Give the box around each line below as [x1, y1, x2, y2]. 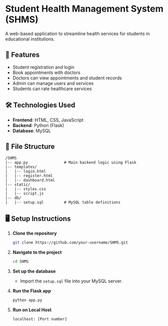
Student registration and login [12, 64, 75, 70]
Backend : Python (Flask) [12, 122, 65, 128]
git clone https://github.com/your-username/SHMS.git [12, 240, 128, 246]
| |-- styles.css [5, 187, 46, 192]
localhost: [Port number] [12, 316, 67, 321]
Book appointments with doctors [12, 69, 81, 75]
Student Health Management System [5, 3, 164, 15]
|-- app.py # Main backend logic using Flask [5, 160, 137, 165]
